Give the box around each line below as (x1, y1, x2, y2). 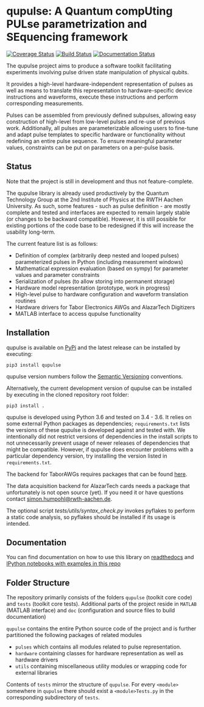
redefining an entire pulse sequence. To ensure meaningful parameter (6, 137, 182, 144)
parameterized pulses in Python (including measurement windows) (15, 258, 184, 265)
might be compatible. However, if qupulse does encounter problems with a (6, 445, 194, 453)
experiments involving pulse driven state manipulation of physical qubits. (6, 68, 189, 75)
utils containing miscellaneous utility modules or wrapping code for (15, 663, 187, 670)
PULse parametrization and (6, 17, 147, 31)
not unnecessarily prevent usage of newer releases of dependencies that (6, 439, 190, 447)
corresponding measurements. (6, 99, 84, 107)
